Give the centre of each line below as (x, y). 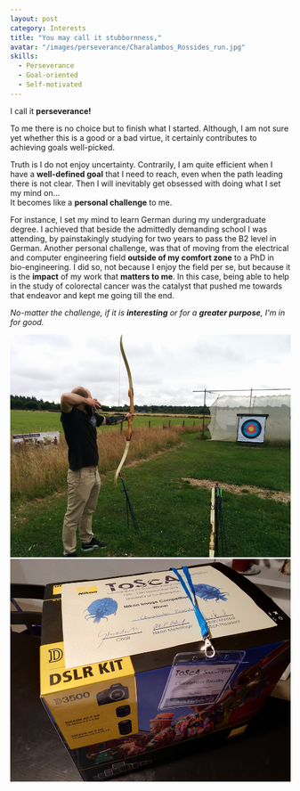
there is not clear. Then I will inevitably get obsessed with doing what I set (146, 183)
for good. (27, 322)
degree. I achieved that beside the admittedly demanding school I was (139, 229)
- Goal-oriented (48, 76)
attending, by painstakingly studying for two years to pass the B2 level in (143, 238)
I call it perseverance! (51, 110)
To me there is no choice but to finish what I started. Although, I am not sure (150, 128)
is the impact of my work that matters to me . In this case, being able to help (150, 276)
